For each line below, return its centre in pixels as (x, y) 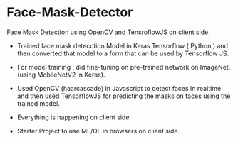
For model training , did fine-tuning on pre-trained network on (108, 67)
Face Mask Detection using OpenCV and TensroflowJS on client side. (109, 32)
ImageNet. (215, 67)
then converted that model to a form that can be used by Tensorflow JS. (123, 53)
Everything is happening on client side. (74, 117)
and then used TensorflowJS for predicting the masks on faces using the (124, 96)
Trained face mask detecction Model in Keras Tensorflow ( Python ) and (123, 45)
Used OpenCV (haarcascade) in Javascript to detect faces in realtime (119, 88)
